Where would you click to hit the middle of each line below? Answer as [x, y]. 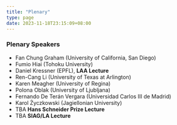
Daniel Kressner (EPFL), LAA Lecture [62, 70]
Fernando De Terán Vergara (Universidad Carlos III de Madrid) [93, 96]
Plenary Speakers [33, 44]
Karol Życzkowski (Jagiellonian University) [68, 103]
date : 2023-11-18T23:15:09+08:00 [49, 23]
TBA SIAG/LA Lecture [43, 115]
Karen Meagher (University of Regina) [63, 83]
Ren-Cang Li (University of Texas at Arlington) [73, 77]
